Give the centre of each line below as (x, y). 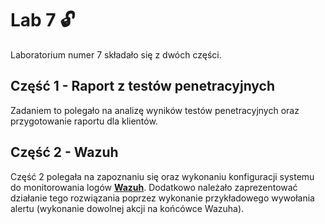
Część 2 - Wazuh (64, 152)
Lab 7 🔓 (43, 20)
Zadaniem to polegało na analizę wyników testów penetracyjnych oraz (155, 110)
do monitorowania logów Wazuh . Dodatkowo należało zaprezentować (154, 187)
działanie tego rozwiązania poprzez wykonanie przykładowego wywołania (162, 198)
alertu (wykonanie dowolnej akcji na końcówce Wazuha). (127, 208)
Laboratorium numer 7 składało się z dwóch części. (116, 54)
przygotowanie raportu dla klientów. (84, 121)
